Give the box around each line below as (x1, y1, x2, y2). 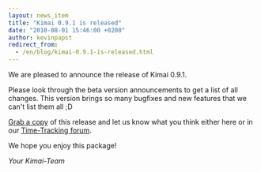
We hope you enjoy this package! (8, 141, 117, 150)
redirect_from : (8, 41, 59, 49)
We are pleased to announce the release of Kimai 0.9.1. (8, 70, 187, 79)
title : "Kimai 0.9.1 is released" (8, 19, 123, 27)
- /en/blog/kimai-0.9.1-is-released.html (15, 48, 154, 56)
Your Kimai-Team (8, 156, 65, 166)
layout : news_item (8, 11, 69, 20)
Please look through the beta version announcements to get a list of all (8, 85, 239, 95)
